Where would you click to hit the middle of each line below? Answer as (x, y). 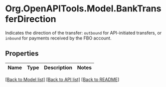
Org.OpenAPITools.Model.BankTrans (83, 9)
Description (58, 67)
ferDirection (31, 19)
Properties (22, 54)
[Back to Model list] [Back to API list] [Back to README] (62, 79)
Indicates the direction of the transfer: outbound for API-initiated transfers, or (83, 33)
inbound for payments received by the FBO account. (58, 38)
